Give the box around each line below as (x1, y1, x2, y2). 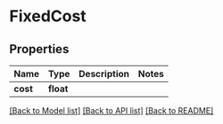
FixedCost (9, 6, 87, 27)
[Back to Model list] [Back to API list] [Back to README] (9, 105, 214, 116)
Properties (9, 42, 70, 57)
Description (78, 68, 129, 80)
